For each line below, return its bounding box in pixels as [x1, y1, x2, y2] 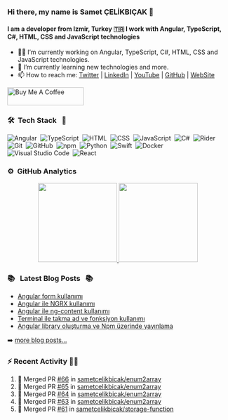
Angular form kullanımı [17, 292, 83, 301]
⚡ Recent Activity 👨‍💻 [7, 356, 79, 366]
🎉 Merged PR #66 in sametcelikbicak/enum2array [17, 375, 161, 383]
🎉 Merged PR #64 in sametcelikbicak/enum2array [17, 390, 162, 398]
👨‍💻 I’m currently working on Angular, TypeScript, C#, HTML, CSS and [17, 48, 219, 56]
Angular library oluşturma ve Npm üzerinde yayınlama [17, 322, 173, 330]
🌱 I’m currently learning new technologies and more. [17, 63, 169, 72]
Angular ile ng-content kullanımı [17, 307, 110, 315]
